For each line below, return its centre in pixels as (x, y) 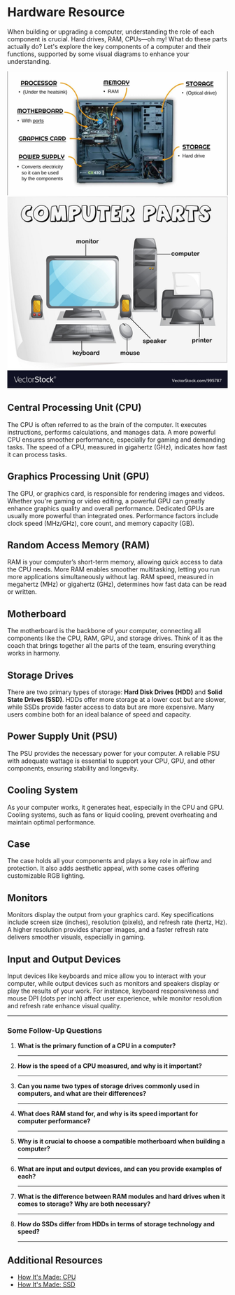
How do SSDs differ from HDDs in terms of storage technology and (116, 1224)
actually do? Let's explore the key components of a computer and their (109, 46)
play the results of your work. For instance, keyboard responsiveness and (113, 991)
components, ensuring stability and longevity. (73, 768)
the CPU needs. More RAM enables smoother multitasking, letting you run (114, 569)
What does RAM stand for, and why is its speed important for (108, 1114)
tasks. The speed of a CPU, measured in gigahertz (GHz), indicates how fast (117, 447)
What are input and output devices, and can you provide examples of (120, 1169)
